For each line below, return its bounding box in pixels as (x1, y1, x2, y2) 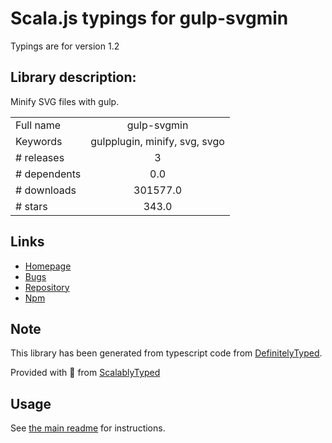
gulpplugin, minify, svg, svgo (90, 134, 225, 148)
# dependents (15, 167, 82, 181)
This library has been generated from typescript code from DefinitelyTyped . (10, 347, 323, 359)
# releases (15, 150, 65, 164)
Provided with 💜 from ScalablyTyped (10, 367, 161, 379)
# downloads (15, 183, 77, 197)
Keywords (15, 134, 63, 148)
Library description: (10, 69, 137, 86)
